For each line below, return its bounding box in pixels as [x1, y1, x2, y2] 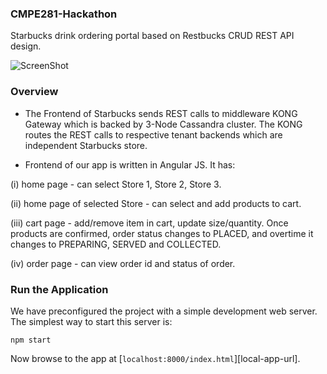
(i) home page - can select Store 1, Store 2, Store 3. [10, 178, 222, 190]
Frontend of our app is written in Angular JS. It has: [24, 158, 236, 171]
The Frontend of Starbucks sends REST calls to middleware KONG [24, 107, 298, 119]
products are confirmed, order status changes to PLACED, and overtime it [10, 227, 314, 239]
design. [10, 40, 42, 52]
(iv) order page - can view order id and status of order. [10, 257, 236, 269]
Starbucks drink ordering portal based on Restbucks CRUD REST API [10, 30, 295, 42]
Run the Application [10, 282, 109, 296]
